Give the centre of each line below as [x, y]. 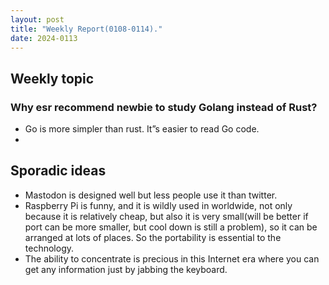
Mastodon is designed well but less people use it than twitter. [151, 195]
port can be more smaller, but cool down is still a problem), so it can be [171, 227]
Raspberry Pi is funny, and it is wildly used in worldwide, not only [158, 205]
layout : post [37, 19]
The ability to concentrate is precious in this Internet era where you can [172, 258]
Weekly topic [52, 78]
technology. [49, 248]
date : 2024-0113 [44, 38]
